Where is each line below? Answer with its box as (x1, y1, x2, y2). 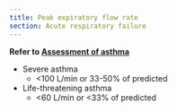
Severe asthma (22, 64, 78, 74)
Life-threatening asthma (22, 82, 112, 93)
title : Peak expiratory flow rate (9, 13, 139, 22)
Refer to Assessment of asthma (9, 46, 130, 56)
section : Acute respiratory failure (9, 22, 146, 30)
